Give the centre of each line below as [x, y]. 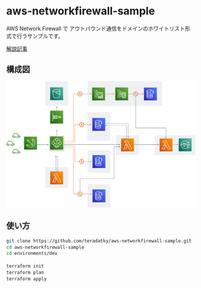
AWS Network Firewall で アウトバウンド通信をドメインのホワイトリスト [96, 28]
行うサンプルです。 [40, 36]
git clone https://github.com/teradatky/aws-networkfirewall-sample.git [99, 241]
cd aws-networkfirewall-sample [45, 247]
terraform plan [25, 273]
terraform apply [26, 279]
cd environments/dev [32, 254]
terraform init [25, 266]
